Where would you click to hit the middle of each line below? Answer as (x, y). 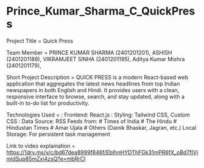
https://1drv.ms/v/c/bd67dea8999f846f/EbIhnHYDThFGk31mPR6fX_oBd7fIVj (102, 152)
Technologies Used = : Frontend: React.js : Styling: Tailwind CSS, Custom (98, 115)
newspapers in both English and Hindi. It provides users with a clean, (93, 90)
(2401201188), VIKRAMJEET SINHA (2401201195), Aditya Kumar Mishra (96, 59)
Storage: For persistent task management (58, 134)
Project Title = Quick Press (40, 41)
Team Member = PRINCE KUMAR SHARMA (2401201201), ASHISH (89, 52)
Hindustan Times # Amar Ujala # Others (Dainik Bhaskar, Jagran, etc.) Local (101, 127)
